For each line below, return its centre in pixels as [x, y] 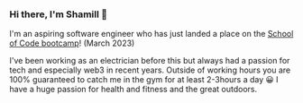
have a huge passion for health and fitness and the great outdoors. [133, 90]
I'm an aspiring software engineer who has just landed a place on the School [151, 34]
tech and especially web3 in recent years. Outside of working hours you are [150, 70]
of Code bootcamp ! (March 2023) [72, 43]
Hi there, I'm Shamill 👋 [59, 14]
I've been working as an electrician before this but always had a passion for [150, 61]
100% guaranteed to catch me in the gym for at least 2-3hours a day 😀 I [144, 80]
